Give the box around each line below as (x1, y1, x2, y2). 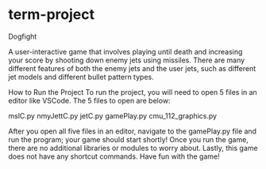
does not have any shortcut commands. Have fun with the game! (8, 152, 220, 161)
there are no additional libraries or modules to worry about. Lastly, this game (8, 143, 258, 152)
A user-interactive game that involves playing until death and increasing (8, 47, 243, 56)
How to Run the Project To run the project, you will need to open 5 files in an (8, 87, 258, 96)
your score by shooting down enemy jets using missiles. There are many (8, 55, 245, 65)
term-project (8, 6, 95, 24)
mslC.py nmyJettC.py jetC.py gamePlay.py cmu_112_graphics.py (8, 111, 217, 120)
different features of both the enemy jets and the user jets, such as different (8, 63, 256, 73)
